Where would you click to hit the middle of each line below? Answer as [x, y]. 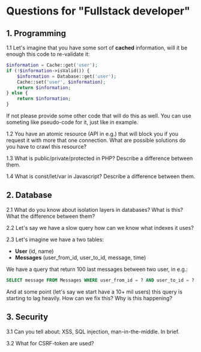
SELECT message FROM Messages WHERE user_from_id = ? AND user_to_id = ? [100, 280]
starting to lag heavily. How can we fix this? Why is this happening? [89, 298]
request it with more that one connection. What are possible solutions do [96, 140]
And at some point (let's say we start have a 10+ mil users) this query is [94, 292]
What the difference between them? [51, 216]
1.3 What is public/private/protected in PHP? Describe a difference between [100, 158]
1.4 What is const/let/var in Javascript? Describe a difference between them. [101, 176]
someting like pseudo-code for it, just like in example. [72, 122]
